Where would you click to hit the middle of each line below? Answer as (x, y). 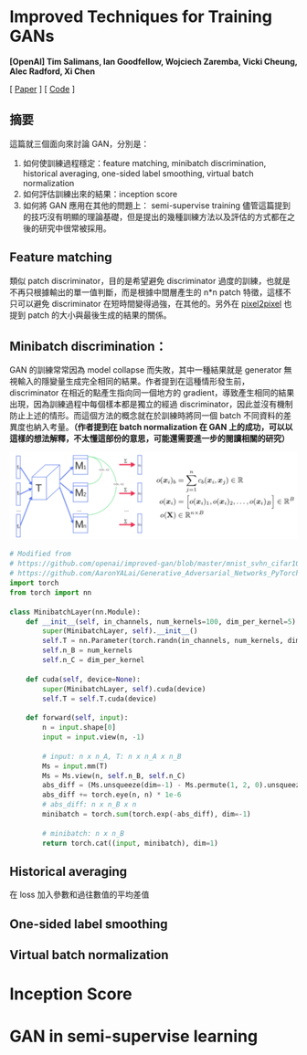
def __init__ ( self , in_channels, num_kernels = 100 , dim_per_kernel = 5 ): (163, 622)
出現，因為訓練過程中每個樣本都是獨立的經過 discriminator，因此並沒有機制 (151, 405)
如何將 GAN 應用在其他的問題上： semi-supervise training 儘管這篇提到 (156, 205)
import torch (34, 583)
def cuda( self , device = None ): (84, 679)
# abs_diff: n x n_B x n (90, 805)
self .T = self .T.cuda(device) (100, 699)
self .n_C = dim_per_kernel (94, 660)
